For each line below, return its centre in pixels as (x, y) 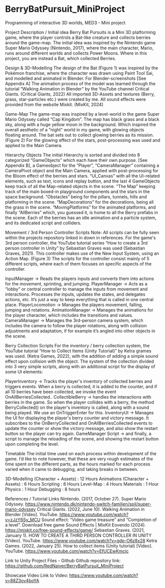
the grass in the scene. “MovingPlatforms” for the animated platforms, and (81, 207)
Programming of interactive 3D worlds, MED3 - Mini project (65, 23)
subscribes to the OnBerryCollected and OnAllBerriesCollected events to (79, 423)
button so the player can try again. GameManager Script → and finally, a (78, 433)
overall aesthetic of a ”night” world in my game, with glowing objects (75, 129)
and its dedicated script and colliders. (43, 223)
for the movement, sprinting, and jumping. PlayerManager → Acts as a (76, 283)
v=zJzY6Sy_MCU (23, 520)
